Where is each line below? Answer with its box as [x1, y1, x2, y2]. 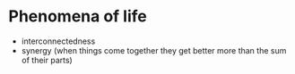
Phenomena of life [8, 6, 147, 27]
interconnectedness [21, 36, 96, 46]
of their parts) [21, 54, 73, 65]
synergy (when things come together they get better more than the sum [21, 45, 287, 55]
